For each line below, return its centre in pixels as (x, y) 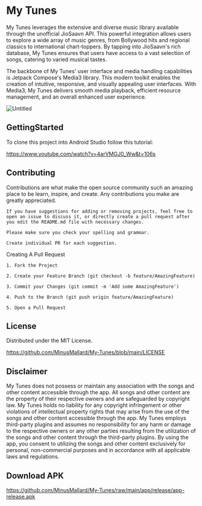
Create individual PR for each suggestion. (62, 243)
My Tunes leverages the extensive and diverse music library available (93, 27)
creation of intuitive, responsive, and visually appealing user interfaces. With (101, 84)
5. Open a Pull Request (36, 308)
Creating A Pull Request (36, 254)
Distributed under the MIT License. (49, 341)
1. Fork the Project (32, 265)
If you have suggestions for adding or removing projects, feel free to (99, 211)
